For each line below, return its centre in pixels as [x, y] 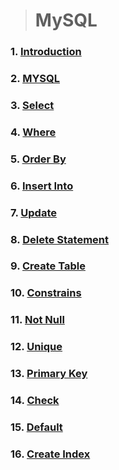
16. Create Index [50, 454]
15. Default [36, 427]
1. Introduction [46, 52]
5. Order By [38, 159]
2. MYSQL [35, 79]
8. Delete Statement [60, 239]
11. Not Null [37, 320]
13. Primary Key [49, 374]
